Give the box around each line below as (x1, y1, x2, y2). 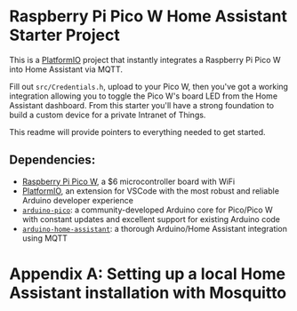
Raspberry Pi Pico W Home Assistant (9, 6, 287, 27)
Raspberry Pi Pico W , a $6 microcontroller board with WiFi (21, 176, 236, 187)
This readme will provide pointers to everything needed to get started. (9, 126, 266, 137)
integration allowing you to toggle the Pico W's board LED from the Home (9, 91, 278, 101)
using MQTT (21, 233, 68, 243)
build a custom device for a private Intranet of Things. (9, 109, 206, 120)
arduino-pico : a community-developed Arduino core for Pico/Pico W (21, 204, 273, 215)
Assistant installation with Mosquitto (9, 283, 287, 303)
